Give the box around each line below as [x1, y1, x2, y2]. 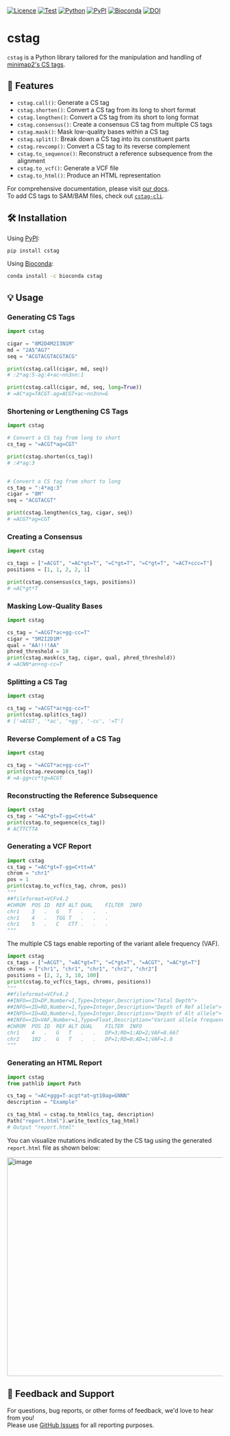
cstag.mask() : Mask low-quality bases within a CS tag [16, 127, 169, 136]
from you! [7, 1413, 35, 1422]
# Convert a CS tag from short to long [7, 478, 121, 485]
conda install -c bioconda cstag [7, 273, 103, 280]
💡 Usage [7, 292, 44, 303]
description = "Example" [7, 1099, 78, 1106]
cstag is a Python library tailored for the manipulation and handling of [7, 53, 202, 61]
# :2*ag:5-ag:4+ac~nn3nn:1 [7, 372, 84, 379]
